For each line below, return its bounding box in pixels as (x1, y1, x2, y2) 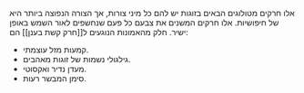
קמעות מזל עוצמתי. (22, 44, 89, 55)
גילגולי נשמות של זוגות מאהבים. (22, 54, 131, 64)
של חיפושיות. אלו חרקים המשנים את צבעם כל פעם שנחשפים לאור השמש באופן (9, 17, 279, 28)
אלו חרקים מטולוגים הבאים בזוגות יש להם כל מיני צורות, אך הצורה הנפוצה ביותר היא (9, 8, 296, 18)
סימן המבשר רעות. (22, 73, 86, 84)
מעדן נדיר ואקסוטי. (22, 63, 87, 74)
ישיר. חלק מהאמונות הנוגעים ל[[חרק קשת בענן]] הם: (9, 27, 188, 37)
